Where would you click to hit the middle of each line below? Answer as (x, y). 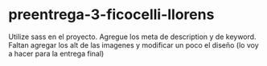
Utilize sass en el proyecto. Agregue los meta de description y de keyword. (132, 37)
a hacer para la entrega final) (56, 53)
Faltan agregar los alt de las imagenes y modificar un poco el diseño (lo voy (133, 45)
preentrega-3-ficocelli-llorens (111, 15)
